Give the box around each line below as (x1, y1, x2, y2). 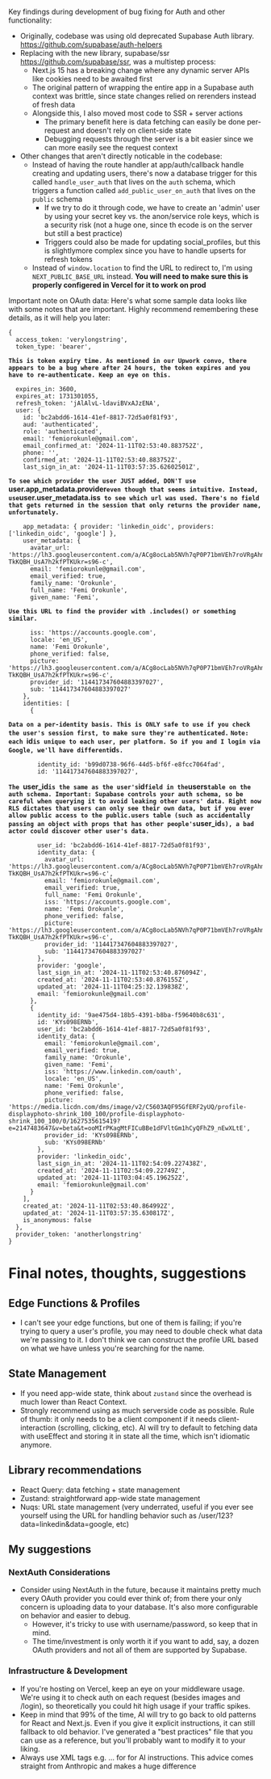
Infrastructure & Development (8, 1665, 127, 1676)
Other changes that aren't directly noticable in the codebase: (19, 151, 223, 161)
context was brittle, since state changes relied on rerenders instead (31, 91, 256, 100)
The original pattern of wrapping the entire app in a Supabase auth (31, 82, 254, 92)
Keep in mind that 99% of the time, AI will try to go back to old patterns (19, 1709, 256, 1719)
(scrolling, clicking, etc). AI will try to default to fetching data (57, 1423, 258, 1432)
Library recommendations (8, 1463, 142, 1478)
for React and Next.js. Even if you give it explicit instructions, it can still (19, 1718, 256, 1728)
